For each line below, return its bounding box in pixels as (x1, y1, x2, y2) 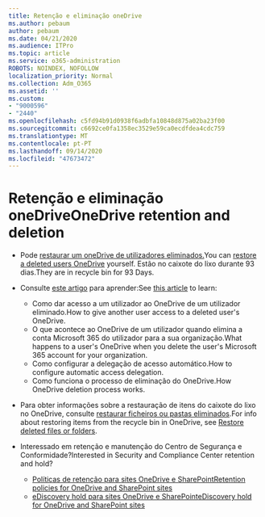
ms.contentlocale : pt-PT (8, 139, 92, 148)
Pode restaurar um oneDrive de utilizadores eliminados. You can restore (19, 250, 257, 260)
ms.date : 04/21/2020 (8, 34, 78, 43)
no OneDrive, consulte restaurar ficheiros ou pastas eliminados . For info (19, 409, 258, 418)
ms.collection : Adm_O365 (8, 79, 92, 87)
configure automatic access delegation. (31, 368, 164, 377)
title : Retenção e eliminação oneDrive (8, 11, 143, 20)
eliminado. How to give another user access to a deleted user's (31, 308, 240, 317)
